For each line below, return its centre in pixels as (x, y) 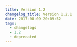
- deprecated (23, 37)
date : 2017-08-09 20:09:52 (33, 19)
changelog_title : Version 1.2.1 (38, 14)
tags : (11, 23)
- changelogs (23, 28)
